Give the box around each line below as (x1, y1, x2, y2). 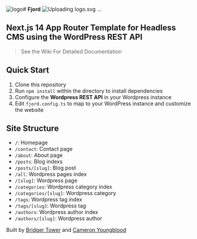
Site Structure (6, 124, 60, 134)
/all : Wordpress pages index (14, 171, 87, 178)
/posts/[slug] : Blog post (14, 164, 76, 172)
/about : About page (14, 152, 63, 159)
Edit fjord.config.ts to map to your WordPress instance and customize (14, 100, 192, 107)
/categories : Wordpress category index (14, 183, 112, 190)
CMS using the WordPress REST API (6, 32, 143, 42)
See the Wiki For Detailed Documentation (20, 48, 122, 55)
